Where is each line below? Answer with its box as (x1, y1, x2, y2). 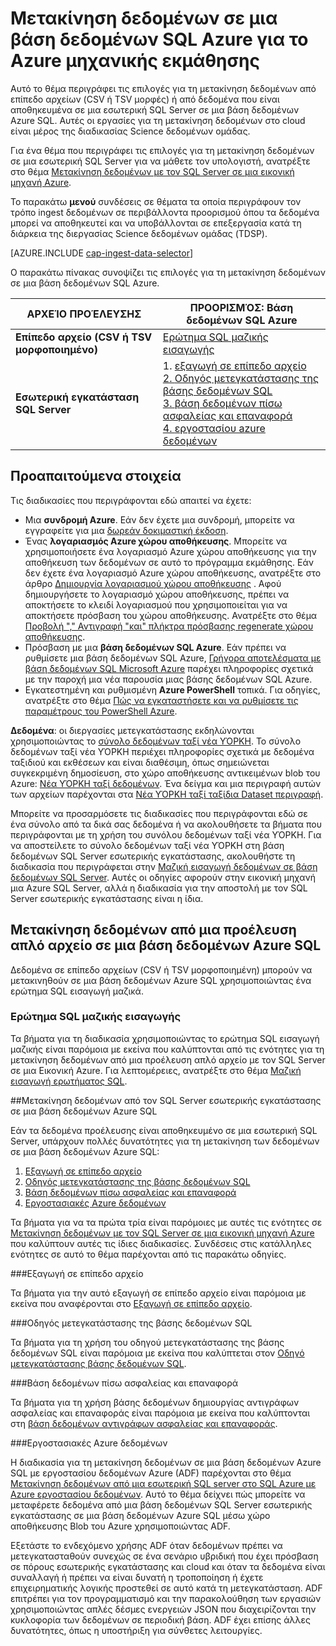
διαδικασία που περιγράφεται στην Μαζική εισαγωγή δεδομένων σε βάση (10, 860, 318, 872)
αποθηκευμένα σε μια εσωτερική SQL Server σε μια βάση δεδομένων (10, 103, 300, 116)
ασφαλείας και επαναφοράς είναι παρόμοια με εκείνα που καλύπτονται (10, 1407, 311, 1419)
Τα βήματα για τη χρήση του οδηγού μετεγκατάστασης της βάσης (10, 1336, 285, 1348)
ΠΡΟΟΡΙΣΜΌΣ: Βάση (189, 300, 294, 314)
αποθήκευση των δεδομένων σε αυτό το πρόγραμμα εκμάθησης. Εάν (24, 556, 314, 568)
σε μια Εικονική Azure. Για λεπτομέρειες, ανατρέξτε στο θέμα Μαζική (10, 1064, 302, 1076)
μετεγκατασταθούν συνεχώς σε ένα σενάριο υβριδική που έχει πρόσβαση (10, 1550, 319, 1562)
